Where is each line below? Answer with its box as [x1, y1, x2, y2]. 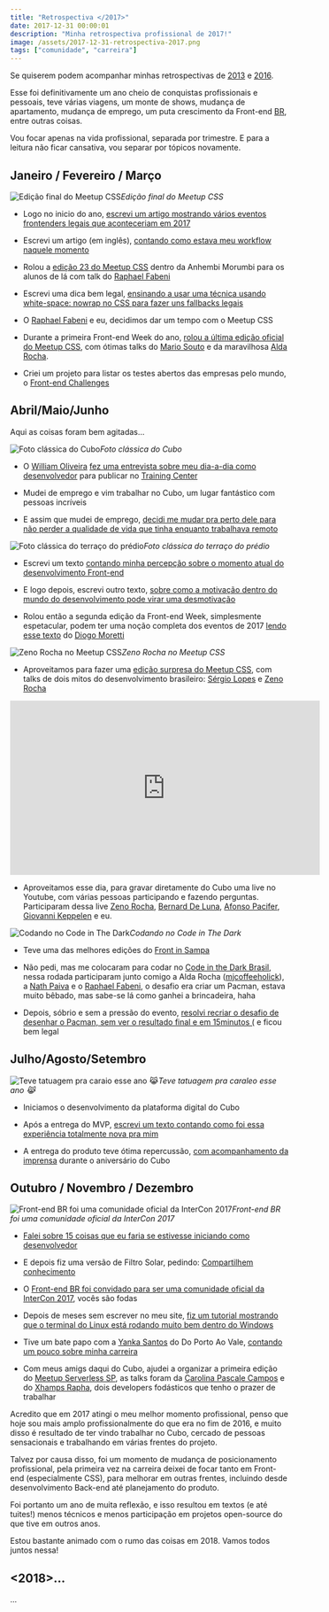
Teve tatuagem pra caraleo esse [158, 1075, 277, 1086]
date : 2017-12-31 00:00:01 [10, 21, 110, 30]
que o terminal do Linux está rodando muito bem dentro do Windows [22, 1320, 274, 1330]
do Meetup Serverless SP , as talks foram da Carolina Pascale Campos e [22, 1373, 286, 1383]
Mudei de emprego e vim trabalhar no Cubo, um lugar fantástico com [22, 487, 275, 498]
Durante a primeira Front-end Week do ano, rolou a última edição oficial [22, 331, 285, 342]
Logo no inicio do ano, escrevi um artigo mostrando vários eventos [22, 208, 267, 219]
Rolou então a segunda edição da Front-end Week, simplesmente [22, 610, 262, 621]
